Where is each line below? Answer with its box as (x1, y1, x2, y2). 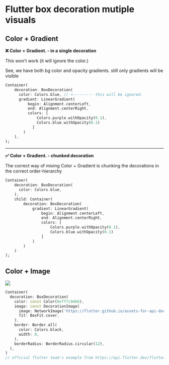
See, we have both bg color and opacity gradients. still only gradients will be (5, 68, 163, 74)
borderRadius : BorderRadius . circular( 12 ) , (14, 341, 105, 346)
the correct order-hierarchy (5, 168, 62, 174)
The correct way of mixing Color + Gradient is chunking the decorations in (5, 163, 159, 169)
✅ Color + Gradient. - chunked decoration (5, 153, 94, 159)
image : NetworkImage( (18, 309, 64, 314)
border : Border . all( (14, 323, 57, 328)
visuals (5, 14, 36, 26)
